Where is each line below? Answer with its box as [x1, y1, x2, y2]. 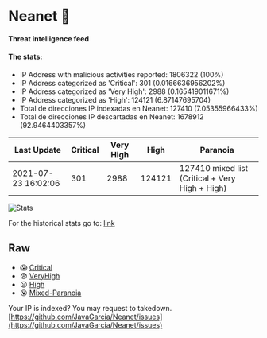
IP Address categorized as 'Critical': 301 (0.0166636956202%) [19, 78, 226, 87]
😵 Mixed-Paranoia [19, 288, 82, 297]
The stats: [8, 52, 43, 62]
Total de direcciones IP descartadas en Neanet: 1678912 [19, 111, 204, 122]
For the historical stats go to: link [8, 218, 115, 227]
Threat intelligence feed [8, 33, 90, 43]
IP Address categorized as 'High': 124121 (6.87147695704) [19, 95, 211, 104]
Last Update [14, 144, 62, 155]
